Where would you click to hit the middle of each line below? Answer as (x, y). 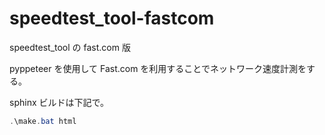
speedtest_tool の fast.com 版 (70, 47)
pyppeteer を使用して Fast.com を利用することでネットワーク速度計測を (158, 68)
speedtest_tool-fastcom (112, 18)
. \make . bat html (43, 121)
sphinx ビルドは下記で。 (59, 102)
